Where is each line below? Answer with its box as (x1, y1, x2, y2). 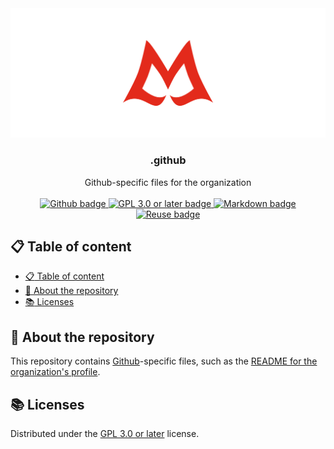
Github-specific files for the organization (84, 176, 252, 188)
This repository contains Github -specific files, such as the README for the (10, 355, 318, 367)
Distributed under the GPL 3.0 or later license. (10, 427, 200, 439)
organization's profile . (10, 366, 101, 378)
